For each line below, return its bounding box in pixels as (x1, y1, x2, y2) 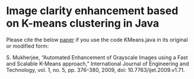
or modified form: (6, 42, 49, 50)
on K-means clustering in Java (6, 17, 160, 30)
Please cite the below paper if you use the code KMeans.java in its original (6, 36, 188, 43)
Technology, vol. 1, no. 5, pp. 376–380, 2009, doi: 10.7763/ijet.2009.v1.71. (6, 66, 185, 73)
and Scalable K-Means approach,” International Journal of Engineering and (6, 60, 189, 67)
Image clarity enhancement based (6, 4, 179, 18)
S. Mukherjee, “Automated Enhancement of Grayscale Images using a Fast (6, 54, 188, 61)
